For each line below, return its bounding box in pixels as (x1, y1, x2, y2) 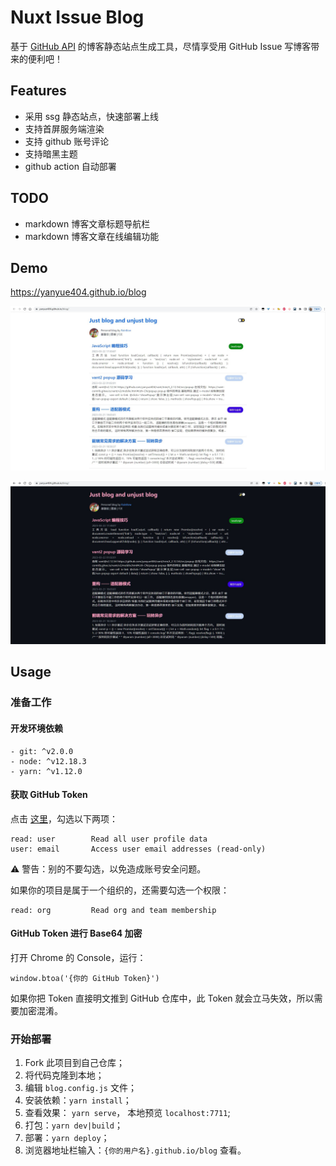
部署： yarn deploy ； (24, 1132, 110, 1144)
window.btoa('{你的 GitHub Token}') (10, 973, 160, 983)
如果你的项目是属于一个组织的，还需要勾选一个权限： (10, 884, 230, 896)
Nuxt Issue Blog (10, 6, 145, 29)
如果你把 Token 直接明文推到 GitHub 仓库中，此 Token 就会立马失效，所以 (10, 992, 315, 1004)
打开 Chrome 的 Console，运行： (10, 951, 147, 963)
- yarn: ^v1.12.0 (10, 766, 83, 776)
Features (10, 82, 67, 100)
